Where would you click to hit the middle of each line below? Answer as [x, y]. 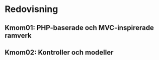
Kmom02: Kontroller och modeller [59, 52]
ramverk [18, 35]
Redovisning [31, 9]
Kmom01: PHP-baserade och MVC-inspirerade [79, 28]
